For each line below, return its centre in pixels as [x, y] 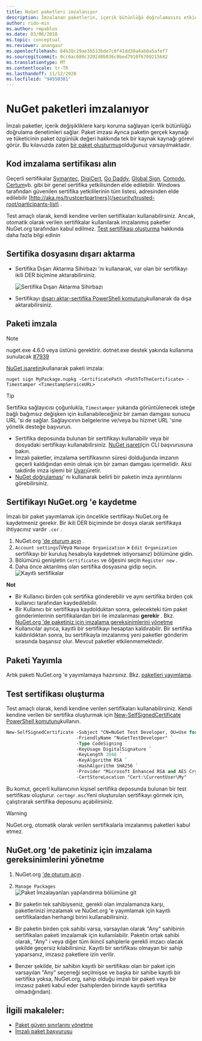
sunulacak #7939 [28, 356]
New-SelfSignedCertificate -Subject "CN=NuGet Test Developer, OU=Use [96, 732]
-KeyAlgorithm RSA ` [102, 760]
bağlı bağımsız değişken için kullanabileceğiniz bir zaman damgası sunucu [98, 413]
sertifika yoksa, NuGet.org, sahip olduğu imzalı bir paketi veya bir [96, 979]
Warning [17, 813]
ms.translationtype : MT [36, 62]
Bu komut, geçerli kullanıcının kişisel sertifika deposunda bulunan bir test [96, 789]
